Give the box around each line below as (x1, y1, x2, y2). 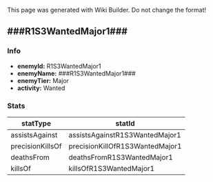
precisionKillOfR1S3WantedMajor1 (68, 141, 182, 150)
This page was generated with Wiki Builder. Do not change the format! (7, 6, 207, 14)
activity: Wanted (17, 84, 65, 92)
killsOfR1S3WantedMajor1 (68, 163, 155, 173)
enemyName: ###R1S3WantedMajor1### (17, 69, 136, 78)
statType (21, 118, 52, 128)
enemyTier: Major (17, 76, 70, 84)
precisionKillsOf (10, 141, 62, 150)
